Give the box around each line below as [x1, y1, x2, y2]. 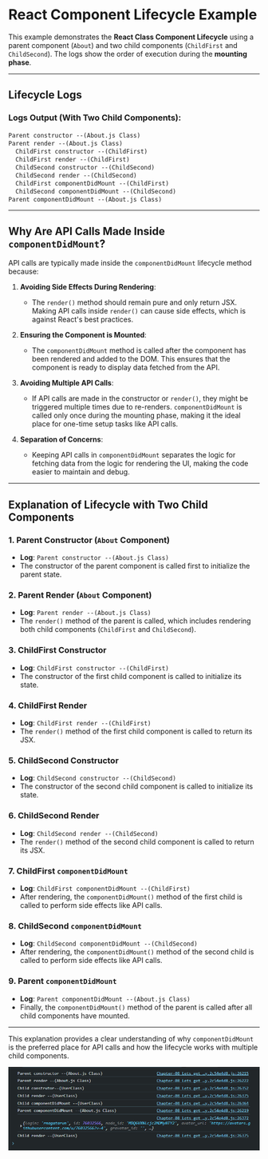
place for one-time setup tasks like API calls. [31, 419, 179, 429]
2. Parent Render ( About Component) [8, 589, 152, 601]
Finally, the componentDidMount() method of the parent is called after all [19, 1002, 253, 1012]
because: [8, 266, 39, 277]
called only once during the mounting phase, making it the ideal [31, 410, 241, 421]
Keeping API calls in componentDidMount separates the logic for [31, 450, 236, 460]
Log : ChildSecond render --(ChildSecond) [19, 828, 159, 837]
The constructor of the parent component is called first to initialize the [19, 562, 250, 571]
